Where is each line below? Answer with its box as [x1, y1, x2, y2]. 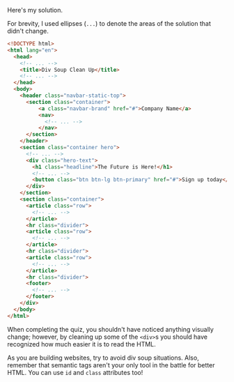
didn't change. [7, 27, 49, 35]
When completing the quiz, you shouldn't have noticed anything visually [7, 325, 214, 333]
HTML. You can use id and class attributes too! [7, 368, 143, 376]
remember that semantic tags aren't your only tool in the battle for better [7, 360, 215, 369]
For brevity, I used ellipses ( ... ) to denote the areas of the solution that [7, 20, 211, 27]
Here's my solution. [7, 6, 63, 14]
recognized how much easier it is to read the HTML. [7, 339, 157, 348]
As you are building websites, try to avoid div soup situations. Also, [7, 353, 200, 362]
